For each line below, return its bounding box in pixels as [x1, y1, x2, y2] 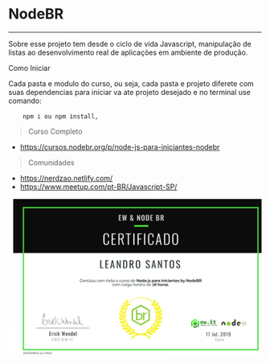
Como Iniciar [8, 63, 51, 72]
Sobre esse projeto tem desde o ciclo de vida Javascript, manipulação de [8, 39, 252, 48]
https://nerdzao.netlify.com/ [19, 173, 113, 183]
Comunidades [27, 158, 75, 167]
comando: [8, 96, 42, 105]
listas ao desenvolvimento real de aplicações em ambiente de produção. [8, 47, 248, 57]
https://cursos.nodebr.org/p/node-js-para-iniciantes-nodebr [19, 142, 220, 151]
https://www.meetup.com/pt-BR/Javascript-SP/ [19, 182, 178, 192]
